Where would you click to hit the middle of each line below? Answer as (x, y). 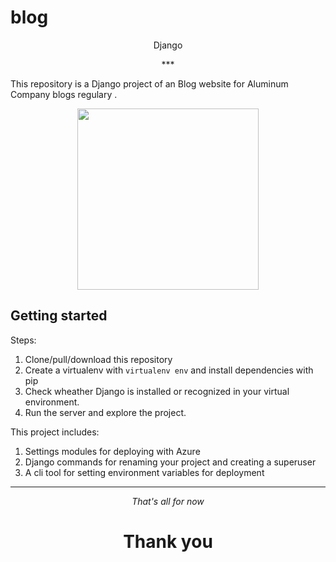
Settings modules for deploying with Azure (112, 451)
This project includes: (55, 432)
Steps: (23, 340)
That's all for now (168, 501)
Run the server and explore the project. (105, 412)
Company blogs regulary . (64, 94)
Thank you (168, 541)
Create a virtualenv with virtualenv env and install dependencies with (169, 370)
